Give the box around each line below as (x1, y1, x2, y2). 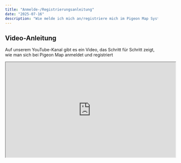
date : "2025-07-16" (5, 12, 45, 16)
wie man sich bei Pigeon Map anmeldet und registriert (5, 52, 113, 58)
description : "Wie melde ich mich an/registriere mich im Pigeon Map (5, 16, 149, 21)
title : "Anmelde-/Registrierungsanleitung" (5, 7, 95, 12)
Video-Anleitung (5, 34, 57, 42)
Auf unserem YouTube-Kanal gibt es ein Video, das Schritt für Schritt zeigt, (5, 47, 155, 53)
